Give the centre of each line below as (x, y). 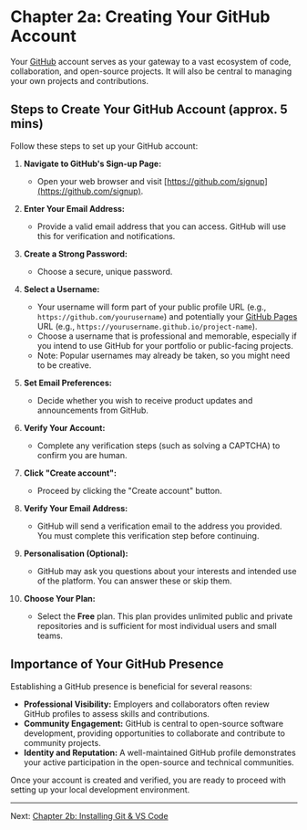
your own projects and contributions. (80, 80)
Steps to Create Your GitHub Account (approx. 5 (149, 110)
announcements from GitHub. (93, 410)
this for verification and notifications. (106, 236)
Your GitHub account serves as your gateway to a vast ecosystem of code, (151, 61)
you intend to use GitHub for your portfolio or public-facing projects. (165, 345)
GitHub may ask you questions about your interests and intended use (167, 571)
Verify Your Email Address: (76, 508)
